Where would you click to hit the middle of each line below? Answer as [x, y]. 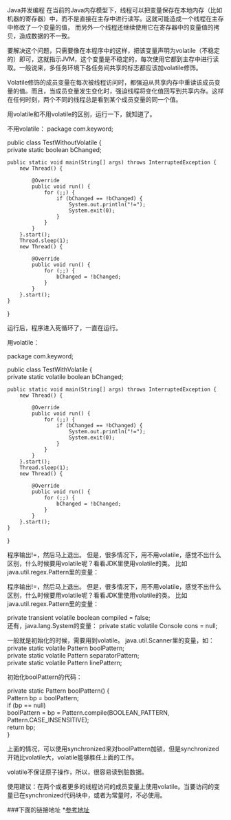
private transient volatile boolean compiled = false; [79, 617]
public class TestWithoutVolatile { [54, 142]
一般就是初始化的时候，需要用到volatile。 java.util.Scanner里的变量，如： [111, 640]
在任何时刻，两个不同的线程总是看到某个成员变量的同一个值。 [95, 99]
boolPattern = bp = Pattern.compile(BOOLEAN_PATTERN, [88, 713]
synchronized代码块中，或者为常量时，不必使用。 [96, 795]
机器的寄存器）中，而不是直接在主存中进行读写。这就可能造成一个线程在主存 [115, 19]
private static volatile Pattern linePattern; [65, 663]
